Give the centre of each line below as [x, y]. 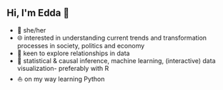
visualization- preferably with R [63, 68]
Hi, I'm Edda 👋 [38, 13]
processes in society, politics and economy [81, 45]
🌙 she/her [31, 30]
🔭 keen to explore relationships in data [73, 53]
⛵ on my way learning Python [61, 79]
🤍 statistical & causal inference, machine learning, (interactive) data [116, 60]
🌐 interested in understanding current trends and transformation [112, 38]
